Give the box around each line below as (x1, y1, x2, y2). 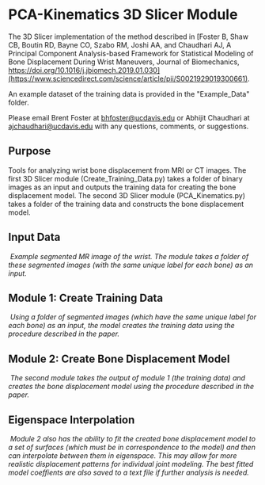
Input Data (8, 231, 61, 244)
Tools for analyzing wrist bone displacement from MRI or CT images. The (8, 165, 247, 175)
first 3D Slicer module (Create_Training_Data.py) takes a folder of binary (8, 174, 243, 183)
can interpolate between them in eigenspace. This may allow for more (8, 451, 237, 460)
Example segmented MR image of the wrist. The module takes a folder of (9, 251, 249, 261)
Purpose (8, 144, 51, 158)
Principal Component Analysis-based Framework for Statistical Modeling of (8, 48, 255, 58)
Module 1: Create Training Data (8, 291, 164, 304)
